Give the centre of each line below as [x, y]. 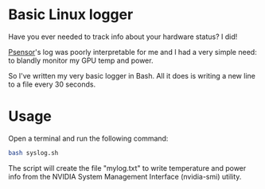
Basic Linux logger [71, 15]
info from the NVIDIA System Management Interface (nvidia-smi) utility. [125, 176]
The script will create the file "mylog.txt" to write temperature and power [127, 168]
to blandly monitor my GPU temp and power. [81, 60]
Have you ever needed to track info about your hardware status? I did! [123, 37]
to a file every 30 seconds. [52, 84]
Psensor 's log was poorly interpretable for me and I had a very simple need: [132, 52]
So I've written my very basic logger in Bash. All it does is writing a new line [132, 75]
